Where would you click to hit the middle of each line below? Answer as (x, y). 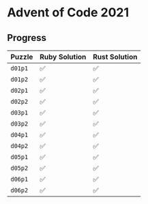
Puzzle (22, 57)
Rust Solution (115, 57)
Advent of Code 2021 (68, 13)
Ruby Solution (63, 57)
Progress (27, 38)
